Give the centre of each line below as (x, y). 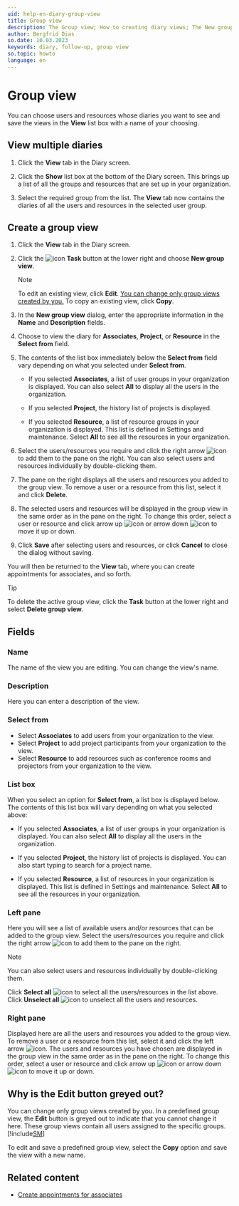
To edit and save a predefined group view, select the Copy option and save (117, 1148)
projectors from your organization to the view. (85, 766)
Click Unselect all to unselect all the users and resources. (102, 1000)
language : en (27, 61)
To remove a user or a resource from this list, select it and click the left (111, 1041)
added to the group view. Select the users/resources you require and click (116, 936)
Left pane (24, 913)
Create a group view (53, 228)
